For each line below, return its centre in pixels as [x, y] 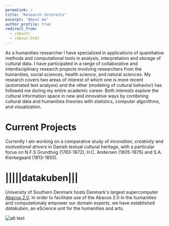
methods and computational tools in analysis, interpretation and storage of [83, 58]
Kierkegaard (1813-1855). [31, 157]
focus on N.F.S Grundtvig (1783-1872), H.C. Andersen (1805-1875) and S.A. [84, 152]
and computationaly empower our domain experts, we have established [80, 203]
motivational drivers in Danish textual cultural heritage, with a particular [80, 147]
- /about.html [25, 39]
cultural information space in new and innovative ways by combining [77, 96]
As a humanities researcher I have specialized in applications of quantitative [84, 53]
